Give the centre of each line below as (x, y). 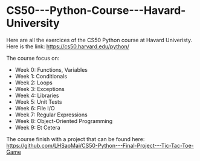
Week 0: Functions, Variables (51, 69)
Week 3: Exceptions (40, 89)
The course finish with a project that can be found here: (76, 139)
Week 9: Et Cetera (37, 127)
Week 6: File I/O (35, 108)
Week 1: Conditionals (41, 76)
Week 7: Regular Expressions (51, 115)
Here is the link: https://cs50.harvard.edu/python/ (68, 46)
